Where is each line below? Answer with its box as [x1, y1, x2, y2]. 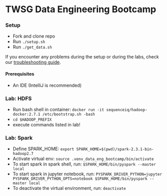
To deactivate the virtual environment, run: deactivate [12, 185, 126, 191]
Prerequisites [5, 71, 35, 77]
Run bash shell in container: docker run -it [12, 106, 104, 112]
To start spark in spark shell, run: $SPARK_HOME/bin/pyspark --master [12, 161, 156, 167]
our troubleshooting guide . [5, 59, 61, 66]
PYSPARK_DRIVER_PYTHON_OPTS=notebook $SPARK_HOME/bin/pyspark [12, 176, 148, 181]
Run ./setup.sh [12, 39, 45, 45]
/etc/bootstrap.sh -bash [42, 112, 95, 117]
